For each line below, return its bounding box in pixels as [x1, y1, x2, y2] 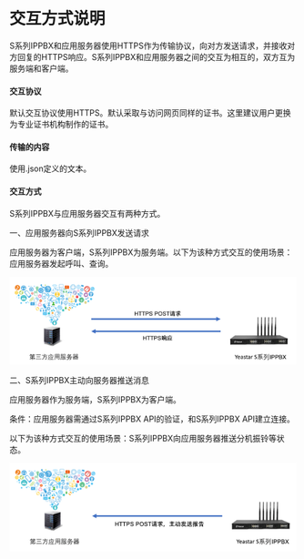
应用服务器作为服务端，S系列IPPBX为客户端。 [9, 394, 182, 405]
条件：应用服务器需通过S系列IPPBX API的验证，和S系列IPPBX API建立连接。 [9, 413, 296, 424]
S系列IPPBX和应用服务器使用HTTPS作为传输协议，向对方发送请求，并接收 [9, 40, 288, 51]
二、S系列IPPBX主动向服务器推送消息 [9, 375, 150, 386]
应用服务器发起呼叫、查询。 [9, 258, 114, 269]
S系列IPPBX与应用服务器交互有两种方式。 [9, 208, 166, 219]
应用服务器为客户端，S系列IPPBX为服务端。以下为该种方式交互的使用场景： [9, 247, 293, 258]
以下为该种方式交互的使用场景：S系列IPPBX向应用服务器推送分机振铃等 [9, 433, 278, 444]
